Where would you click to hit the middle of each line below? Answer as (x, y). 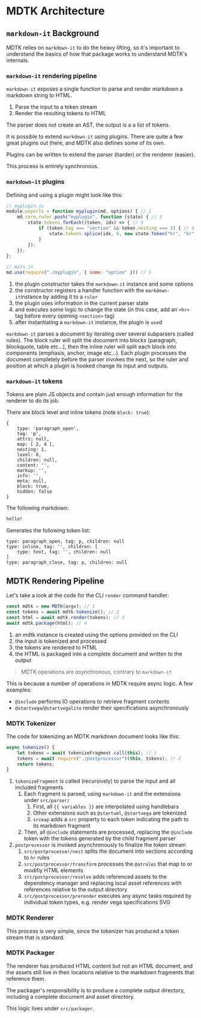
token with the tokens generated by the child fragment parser (100, 839)
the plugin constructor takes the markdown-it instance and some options (104, 284)
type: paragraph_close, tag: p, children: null (67, 562)
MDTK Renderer (30, 918)
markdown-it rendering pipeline (52, 76)
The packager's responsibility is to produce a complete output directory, (96, 990)
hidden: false (34, 492)
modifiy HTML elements (53, 870)
